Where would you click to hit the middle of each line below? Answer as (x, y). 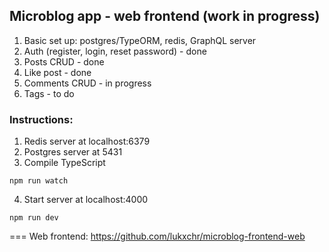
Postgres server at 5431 (73, 152)
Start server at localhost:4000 (86, 200)
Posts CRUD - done (64, 61)
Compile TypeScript (64, 163)
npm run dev (34, 218)
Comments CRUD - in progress (87, 83)
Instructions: (41, 119)
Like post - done (57, 72)
